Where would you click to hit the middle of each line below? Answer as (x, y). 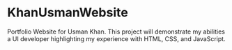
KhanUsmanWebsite (68, 13)
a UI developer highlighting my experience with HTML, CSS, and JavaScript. (116, 38)
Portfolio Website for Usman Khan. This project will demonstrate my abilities (116, 32)
